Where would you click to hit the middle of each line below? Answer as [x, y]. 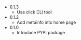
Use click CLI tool [34, 12]
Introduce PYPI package [41, 33]
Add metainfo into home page [46, 22]
